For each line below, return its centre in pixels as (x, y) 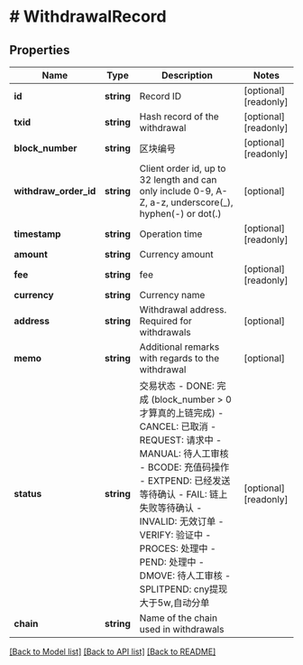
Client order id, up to (183, 169)
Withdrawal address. (183, 309)
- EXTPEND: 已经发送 (185, 481)
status (28, 494)
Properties (40, 50)
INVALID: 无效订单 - (182, 521)
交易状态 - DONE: (177, 386)
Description (188, 75)
